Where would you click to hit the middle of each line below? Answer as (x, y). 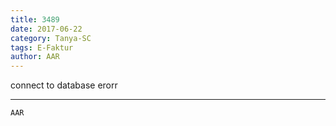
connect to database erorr (64, 85)
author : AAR (35, 57)
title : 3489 (35, 19)
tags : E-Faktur (42, 47)
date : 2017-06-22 (46, 29)
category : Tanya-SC (51, 38)
